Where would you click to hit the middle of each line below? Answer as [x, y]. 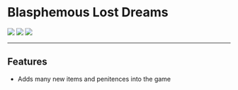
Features [27, 62]
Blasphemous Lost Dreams [88, 12]
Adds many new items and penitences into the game [94, 79]
